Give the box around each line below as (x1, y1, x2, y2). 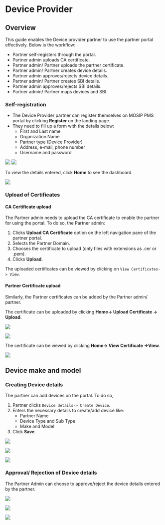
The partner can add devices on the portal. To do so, (5, 393, 114, 399)
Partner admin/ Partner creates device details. (12, 67, 107, 73)
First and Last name (19, 128, 61, 134)
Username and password (19, 150, 72, 156)
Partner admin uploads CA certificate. (12, 57, 90, 63)
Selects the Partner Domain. (12, 241, 71, 247)
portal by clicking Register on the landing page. (12, 118, 111, 124)
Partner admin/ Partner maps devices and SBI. (12, 89, 108, 94)
